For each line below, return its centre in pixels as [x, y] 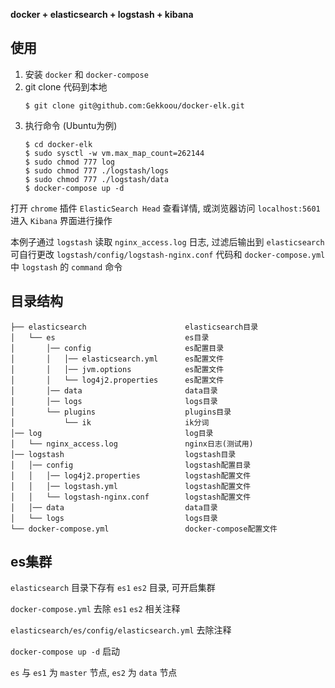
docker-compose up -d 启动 [65, 651]
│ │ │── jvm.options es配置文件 [117, 369]
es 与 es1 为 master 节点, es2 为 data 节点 [94, 673]
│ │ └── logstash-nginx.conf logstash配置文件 [131, 497]
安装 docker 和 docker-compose [86, 74]
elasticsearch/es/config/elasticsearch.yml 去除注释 [121, 630]
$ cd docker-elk [58, 144]
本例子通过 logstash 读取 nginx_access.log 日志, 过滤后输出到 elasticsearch [167, 241]
